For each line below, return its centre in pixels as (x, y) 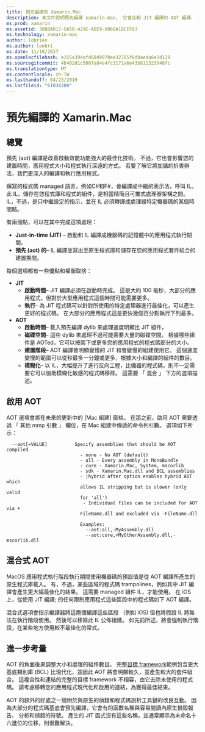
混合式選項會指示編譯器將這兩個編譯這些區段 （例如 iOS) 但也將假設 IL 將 (98, 612)
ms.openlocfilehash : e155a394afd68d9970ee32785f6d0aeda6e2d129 (88, 57)
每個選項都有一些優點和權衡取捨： (49, 271)
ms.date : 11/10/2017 (33, 52)
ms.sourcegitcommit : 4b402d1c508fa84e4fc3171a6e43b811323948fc (88, 63)
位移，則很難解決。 (52, 723)
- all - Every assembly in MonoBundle (129, 460)
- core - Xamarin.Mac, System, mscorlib (132, 465)
